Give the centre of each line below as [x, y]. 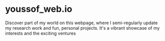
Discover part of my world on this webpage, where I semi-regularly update [82, 23]
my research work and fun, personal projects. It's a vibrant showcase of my [82, 28]
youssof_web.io [39, 9]
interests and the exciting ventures [41, 33]
